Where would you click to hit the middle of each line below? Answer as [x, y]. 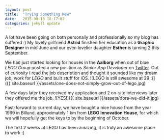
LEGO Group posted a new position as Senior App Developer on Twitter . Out [82, 68]
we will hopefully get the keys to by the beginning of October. [67, 118]
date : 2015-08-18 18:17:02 [35, 19]
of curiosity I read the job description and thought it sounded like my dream [82, 73]
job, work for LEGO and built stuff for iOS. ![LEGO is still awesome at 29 [77, 78]
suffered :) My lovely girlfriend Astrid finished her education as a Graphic [80, 43]
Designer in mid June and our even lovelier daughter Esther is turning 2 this [82, 48]
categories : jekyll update [33, 23]
